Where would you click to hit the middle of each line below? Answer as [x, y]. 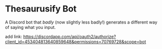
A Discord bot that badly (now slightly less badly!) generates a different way [81, 22]
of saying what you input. [30, 27]
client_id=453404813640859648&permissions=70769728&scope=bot [76, 41]
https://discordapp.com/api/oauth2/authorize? [70, 37]
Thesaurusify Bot [41, 9]
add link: [14, 37]
